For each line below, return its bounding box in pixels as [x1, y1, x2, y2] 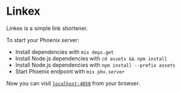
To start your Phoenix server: [6, 36, 79, 43]
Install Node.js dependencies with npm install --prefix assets [15, 61, 176, 69]
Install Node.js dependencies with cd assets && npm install [15, 54, 168, 62]
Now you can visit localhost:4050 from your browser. [6, 80, 140, 87]
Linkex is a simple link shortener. [6, 24, 88, 32]
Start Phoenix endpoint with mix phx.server [15, 67, 125, 75]
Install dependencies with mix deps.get [15, 48, 114, 56]
